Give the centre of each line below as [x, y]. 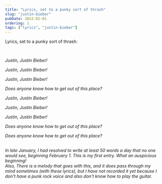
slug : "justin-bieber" [28, 14]
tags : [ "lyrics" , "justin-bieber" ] [41, 28]
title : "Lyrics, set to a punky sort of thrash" [55, 9]
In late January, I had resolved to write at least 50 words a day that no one [81, 150]
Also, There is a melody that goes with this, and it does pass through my [78, 166]
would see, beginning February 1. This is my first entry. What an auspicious [81, 156]
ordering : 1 [17, 23]
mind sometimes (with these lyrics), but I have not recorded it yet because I [81, 171]
